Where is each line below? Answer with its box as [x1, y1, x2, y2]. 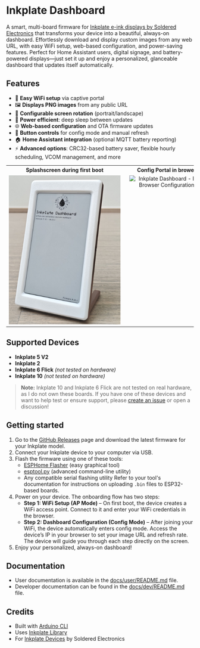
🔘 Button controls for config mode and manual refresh [14, 129, 149, 136]
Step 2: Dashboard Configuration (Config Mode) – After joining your [23, 518, 193, 525]
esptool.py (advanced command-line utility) [23, 467, 131, 475]
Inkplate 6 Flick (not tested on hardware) [14, 366, 116, 373]
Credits [6, 606, 35, 617]
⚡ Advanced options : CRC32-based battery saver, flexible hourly [14, 144, 176, 152]
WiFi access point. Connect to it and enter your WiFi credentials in [23, 506, 186, 513]
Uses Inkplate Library [14, 629, 67, 636]
